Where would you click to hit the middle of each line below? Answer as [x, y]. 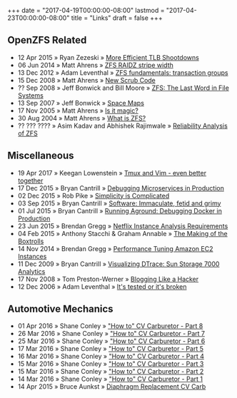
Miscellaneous [41, 156]
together [30, 180]
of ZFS [27, 133]
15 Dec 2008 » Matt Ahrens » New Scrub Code [86, 80]
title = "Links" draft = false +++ [117, 18]
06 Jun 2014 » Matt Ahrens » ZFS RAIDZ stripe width [95, 65]
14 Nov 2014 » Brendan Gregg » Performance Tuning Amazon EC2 [115, 248]
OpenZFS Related [47, 40]
